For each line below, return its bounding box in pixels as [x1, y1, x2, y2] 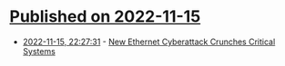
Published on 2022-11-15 [9, 6, 201, 27]
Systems [22, 45, 56, 56]
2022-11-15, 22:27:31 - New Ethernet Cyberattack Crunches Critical [22, 36, 276, 47]
